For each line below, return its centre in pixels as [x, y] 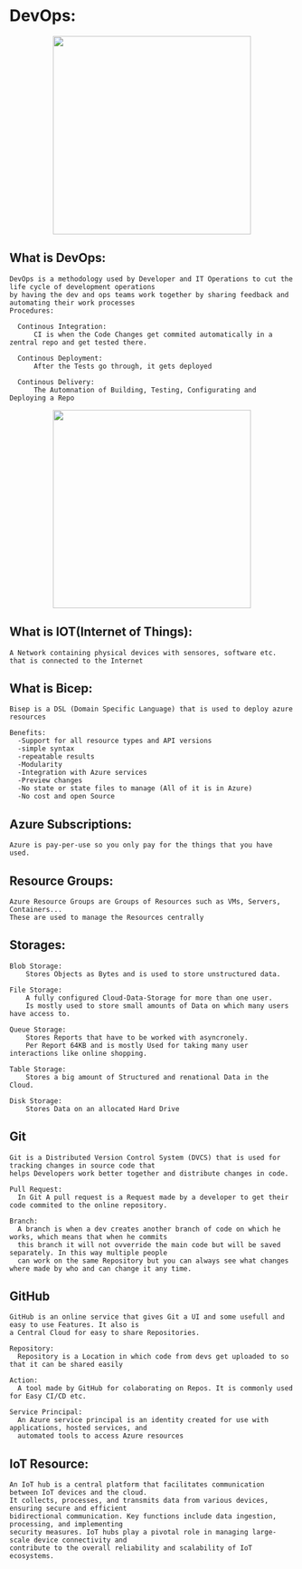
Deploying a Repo [42, 398]
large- [264, 1533]
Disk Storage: [36, 1101]
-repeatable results [56, 757]
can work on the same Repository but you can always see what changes [153, 1261]
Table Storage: [38, 1069]
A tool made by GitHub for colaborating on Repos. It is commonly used [156, 1389]
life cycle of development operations [82, 286]
